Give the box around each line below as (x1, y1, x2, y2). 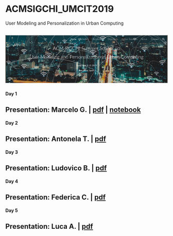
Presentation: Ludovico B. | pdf (5, 164, 107, 172)
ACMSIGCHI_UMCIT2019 (5, 3, 114, 15)
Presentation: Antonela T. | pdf (5, 134, 107, 144)
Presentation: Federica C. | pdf (5, 193, 106, 202)
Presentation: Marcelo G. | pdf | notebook (5, 106, 141, 114)
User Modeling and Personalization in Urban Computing (5, 20, 124, 26)
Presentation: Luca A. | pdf (5, 222, 94, 231)
